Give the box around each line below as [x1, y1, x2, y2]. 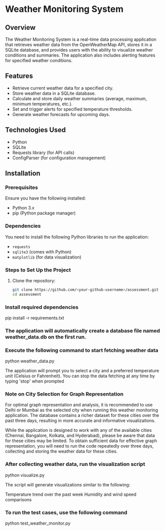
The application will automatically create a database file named [5, 327, 161, 334]
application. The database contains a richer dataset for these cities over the [5, 412, 160, 418]
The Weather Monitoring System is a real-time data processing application [5, 36, 157, 42]
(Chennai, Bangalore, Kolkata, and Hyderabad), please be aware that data [5, 433, 155, 439]
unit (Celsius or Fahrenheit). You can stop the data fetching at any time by [5, 373, 155, 379]
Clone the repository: [12, 277, 56, 283]
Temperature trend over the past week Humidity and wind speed [5, 491, 137, 497]
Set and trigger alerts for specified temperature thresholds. [12, 106, 133, 112]
